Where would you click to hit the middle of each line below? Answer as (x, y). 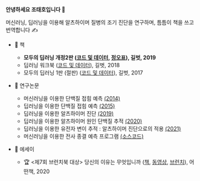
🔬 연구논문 (27, 85)
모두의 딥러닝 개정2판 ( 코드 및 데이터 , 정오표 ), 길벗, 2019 (90, 58)
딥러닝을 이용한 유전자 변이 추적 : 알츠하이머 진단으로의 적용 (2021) (102, 129)
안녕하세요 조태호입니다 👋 (36, 9)
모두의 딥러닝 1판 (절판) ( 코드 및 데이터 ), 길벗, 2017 (83, 73)
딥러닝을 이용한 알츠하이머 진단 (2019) (69, 114)
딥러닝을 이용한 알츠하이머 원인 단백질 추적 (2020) (83, 121)
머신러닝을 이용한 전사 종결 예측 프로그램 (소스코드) (83, 136)
